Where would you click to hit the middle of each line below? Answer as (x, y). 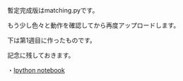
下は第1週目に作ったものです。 (52, 40)
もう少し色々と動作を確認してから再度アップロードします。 (94, 25)
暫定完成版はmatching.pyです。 (53, 10)
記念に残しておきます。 (41, 55)
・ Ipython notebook (36, 70)
